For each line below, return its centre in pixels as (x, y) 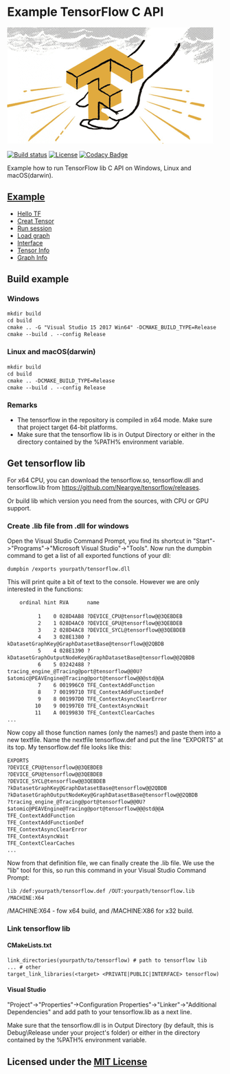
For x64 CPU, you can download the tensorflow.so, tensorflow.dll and (105, 480)
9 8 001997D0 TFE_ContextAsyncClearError (102, 699)
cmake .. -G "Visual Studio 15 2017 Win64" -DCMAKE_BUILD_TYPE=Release (112, 328)
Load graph (33, 236)
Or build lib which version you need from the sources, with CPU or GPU (108, 501)
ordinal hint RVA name (59, 603)
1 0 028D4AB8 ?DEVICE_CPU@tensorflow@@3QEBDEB (110, 617)
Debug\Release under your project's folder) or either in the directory (104, 1033)
